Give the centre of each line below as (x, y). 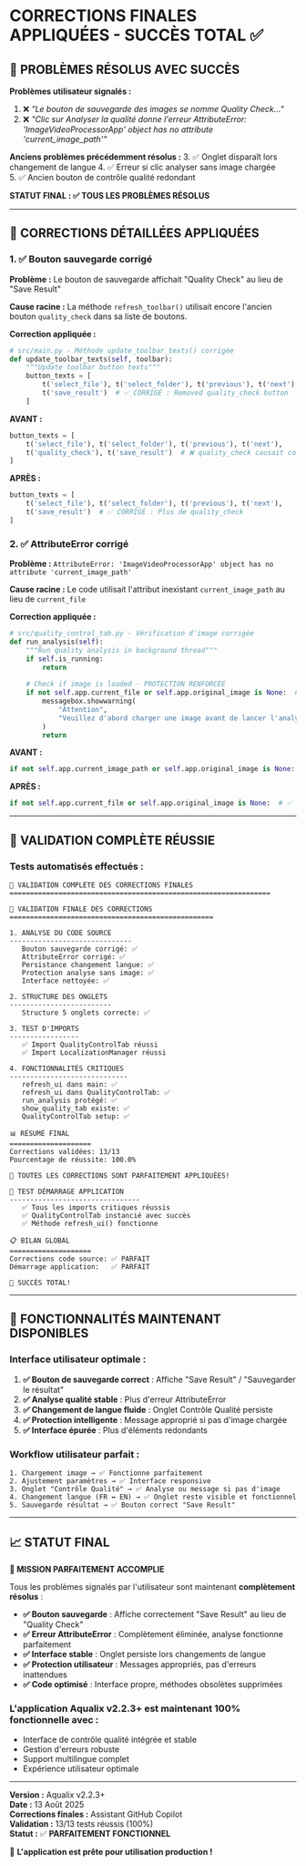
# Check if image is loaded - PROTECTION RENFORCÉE (126, 685)
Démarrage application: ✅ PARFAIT (80, 1267)
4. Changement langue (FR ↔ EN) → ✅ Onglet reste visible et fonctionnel (153, 1497)
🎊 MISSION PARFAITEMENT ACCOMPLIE (87, 1569)
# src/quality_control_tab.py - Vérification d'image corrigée (132, 634)
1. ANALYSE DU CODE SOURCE (61, 933)
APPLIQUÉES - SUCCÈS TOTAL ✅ (137, 35)
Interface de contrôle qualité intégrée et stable (110, 1740)
